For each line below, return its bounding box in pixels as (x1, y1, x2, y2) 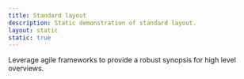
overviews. (8, 64, 44, 73)
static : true (8, 33, 51, 42)
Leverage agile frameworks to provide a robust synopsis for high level (8, 55, 236, 65)
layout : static (8, 26, 59, 34)
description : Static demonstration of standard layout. (8, 19, 196, 27)
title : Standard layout (8, 11, 87, 20)
